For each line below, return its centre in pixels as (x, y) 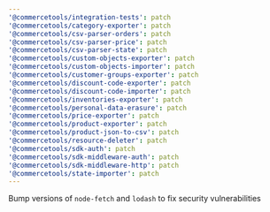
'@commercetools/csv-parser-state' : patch (88, 50)
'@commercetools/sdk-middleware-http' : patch (93, 165)
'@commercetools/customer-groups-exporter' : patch (104, 75)
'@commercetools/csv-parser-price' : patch (88, 42)
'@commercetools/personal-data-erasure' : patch (98, 108)
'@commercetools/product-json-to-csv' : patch (93, 132)
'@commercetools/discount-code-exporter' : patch (100, 83)
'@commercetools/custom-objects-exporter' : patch (102, 58)
